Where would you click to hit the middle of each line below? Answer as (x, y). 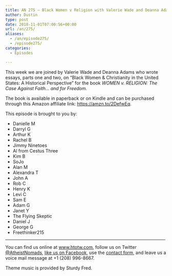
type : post (17, 19)
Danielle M (24, 123)
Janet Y (21, 210)
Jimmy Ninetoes (30, 145)
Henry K (21, 189)
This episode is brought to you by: (41, 114)
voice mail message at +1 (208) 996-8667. (50, 258)
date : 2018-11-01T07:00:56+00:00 (41, 24)
